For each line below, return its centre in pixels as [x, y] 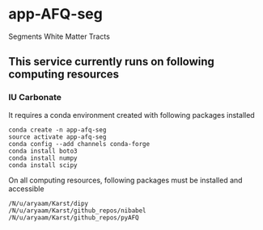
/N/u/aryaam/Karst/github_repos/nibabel [78, 211]
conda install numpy [43, 158]
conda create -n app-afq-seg [57, 130]
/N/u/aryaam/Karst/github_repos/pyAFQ [74, 217]
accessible [26, 188]
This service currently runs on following [111, 62]
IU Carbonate [35, 98]
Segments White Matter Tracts [59, 36]
